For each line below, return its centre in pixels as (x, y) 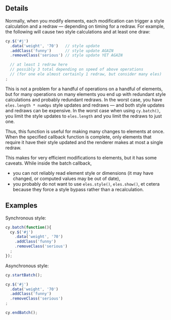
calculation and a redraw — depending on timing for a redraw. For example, (85, 26)
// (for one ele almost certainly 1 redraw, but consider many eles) (86, 74)
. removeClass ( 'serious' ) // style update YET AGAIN (66, 55)
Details (17, 8)
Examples (21, 205)
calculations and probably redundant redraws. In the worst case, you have (84, 99)
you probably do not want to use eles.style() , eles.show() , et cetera (86, 184)
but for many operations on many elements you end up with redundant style (85, 94)
